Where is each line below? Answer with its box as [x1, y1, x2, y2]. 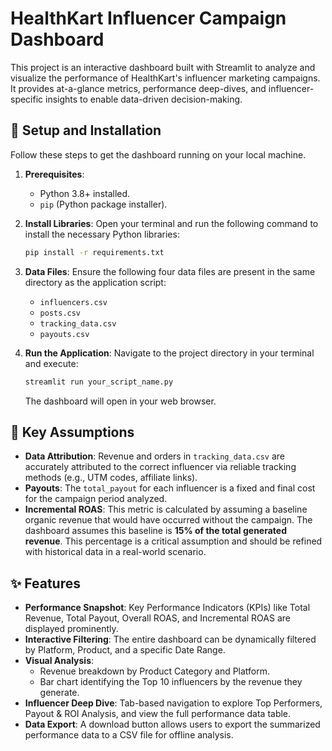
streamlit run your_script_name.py [24, 377, 174, 387]
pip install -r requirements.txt [24, 247, 165, 257]
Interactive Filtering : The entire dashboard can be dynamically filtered [24, 633, 317, 646]
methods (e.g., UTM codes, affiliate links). [24, 472, 198, 484]
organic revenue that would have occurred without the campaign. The [24, 514, 313, 526]
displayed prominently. [24, 623, 119, 635]
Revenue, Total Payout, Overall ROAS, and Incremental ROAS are [24, 612, 291, 624]
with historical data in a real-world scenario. [24, 546, 207, 558]
